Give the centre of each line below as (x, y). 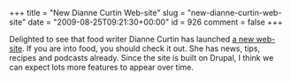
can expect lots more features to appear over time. (102, 67)
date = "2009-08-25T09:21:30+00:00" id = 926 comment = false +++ (155, 22)
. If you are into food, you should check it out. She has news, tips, (141, 48)
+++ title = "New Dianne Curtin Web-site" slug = (97, 13)
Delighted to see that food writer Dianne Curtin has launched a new (132, 39)
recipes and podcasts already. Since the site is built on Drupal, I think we (142, 58)
